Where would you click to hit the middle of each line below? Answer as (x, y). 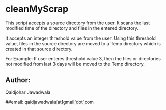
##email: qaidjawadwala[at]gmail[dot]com (50, 102)
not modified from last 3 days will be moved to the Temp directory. (75, 64)
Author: (18, 80)
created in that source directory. (39, 49)
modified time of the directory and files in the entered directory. (72, 28)
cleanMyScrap (37, 9)
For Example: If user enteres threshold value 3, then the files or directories (83, 58)
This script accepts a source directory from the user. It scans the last (78, 23)
